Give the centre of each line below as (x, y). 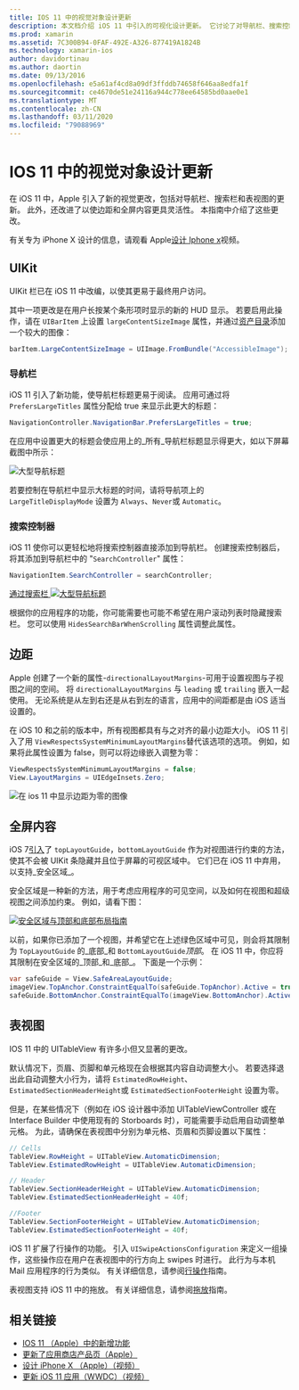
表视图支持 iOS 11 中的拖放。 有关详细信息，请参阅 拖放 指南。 (121, 1289)
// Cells (25, 1148)
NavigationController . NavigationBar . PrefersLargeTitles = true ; (131, 423)
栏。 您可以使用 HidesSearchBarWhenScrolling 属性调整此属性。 (125, 623)
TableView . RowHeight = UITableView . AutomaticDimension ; (115, 1156)
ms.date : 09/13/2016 (48, 76)
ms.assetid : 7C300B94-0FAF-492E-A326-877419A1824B (105, 42)
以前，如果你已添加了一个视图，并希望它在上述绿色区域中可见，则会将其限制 (149, 940)
